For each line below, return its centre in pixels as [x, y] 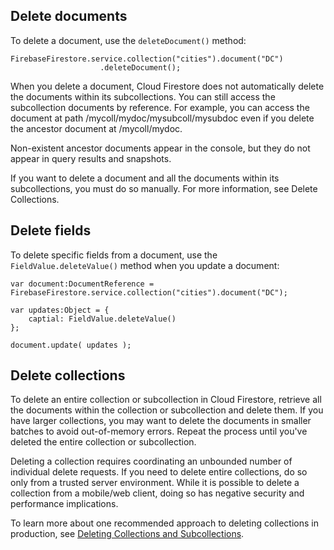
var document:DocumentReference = [82, 284]
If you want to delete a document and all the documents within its [145, 178]
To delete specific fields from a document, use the [114, 255]
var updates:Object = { [60, 310]
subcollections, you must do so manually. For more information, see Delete [164, 188]
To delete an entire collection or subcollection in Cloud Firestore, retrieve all [166, 400]
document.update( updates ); [71, 345]
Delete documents [69, 16]
